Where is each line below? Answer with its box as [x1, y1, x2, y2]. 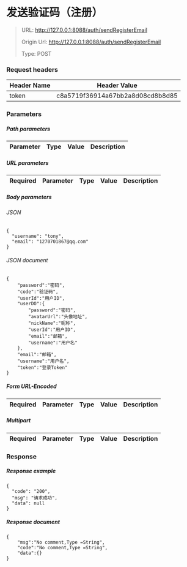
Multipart [6, 417, 31, 424]
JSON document [6, 257, 48, 264]
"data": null [12, 500, 45, 506]
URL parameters [6, 159, 49, 166]
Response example [6, 467, 56, 475]
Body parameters [6, 193, 52, 200]
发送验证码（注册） [6, 6, 103, 20]
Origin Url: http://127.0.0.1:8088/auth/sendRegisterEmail [21, 38, 161, 45]
